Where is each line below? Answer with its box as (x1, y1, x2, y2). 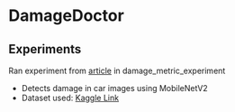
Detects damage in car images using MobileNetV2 (21, 83, 208, 93)
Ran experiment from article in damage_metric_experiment (8, 65, 226, 76)
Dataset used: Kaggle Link (21, 92, 119, 103)
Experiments (8, 42, 82, 57)
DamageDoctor (8, 5, 125, 26)
